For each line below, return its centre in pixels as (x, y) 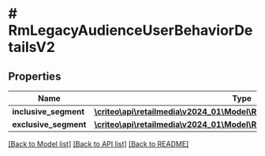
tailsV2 (32, 47)
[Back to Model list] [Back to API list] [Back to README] (99, 144)
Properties (35, 76)
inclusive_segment (49, 111)
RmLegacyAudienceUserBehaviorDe (131, 30)
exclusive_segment (49, 124)
